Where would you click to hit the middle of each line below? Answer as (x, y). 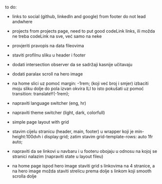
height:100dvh (27, 137)
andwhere (22, 22)
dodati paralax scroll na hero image (47, 74)
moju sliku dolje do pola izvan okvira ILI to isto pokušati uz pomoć (78, 89)
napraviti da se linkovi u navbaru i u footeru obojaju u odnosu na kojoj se (84, 151)
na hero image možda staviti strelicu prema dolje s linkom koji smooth (82, 171)
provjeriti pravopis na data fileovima (48, 46)
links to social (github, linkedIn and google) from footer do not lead (79, 16)
